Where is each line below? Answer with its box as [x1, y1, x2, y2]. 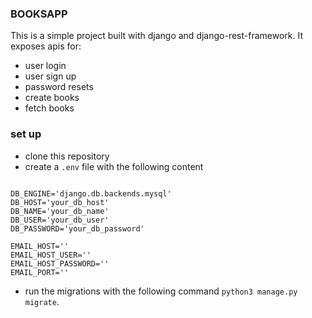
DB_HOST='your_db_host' [10, 197, 110, 207]
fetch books [24, 102, 75, 114]
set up [10, 127, 42, 141]
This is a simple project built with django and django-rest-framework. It [10, 30, 304, 42]
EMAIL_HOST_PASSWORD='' [10, 258, 110, 269]
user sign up [24, 70, 77, 82]
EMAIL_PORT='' [10, 267, 70, 277]
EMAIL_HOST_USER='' [10, 250, 92, 260]
